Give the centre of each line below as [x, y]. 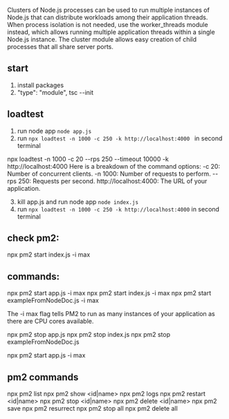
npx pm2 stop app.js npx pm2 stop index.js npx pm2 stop [89, 335]
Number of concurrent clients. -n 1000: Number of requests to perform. [109, 174]
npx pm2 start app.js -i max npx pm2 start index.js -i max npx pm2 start [109, 293]
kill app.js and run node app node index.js [78, 202]
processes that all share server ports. [61, 47]
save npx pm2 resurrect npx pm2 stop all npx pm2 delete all [92, 409]
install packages [40, 85]
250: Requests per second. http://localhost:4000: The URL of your [113, 181]
